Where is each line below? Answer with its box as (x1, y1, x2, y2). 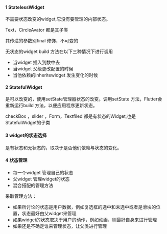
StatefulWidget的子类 (5, 120, 51, 126)
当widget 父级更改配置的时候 (12, 66, 74, 72)
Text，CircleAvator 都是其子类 (5, 27, 68, 33)
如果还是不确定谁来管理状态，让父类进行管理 (12, 223, 107, 229)
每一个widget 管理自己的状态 (12, 169, 74, 175)
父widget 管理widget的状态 (12, 176, 70, 182)
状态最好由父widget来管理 (21, 210, 77, 216)
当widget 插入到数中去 (12, 59, 60, 66)
